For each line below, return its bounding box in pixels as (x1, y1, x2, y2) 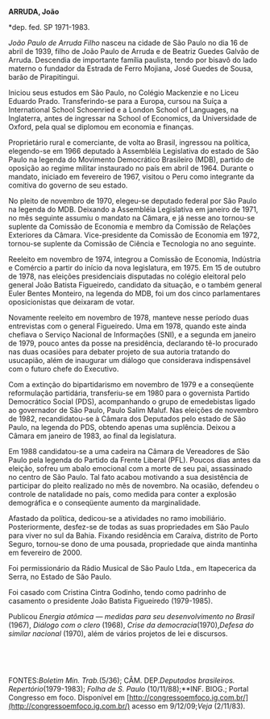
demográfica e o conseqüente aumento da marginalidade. (8, 498, 201, 507)
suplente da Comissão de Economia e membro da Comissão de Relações (8, 221, 251, 231)
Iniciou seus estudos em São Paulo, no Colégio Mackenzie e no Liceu (8, 88, 239, 97)
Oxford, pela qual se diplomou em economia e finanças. (8, 122, 194, 131)
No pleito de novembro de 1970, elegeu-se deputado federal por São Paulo (8, 196, 257, 205)
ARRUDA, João (8, 7, 60, 16)
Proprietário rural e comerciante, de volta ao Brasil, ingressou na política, (8, 138, 251, 147)
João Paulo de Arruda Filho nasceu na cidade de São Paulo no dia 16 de (8, 38, 248, 48)
